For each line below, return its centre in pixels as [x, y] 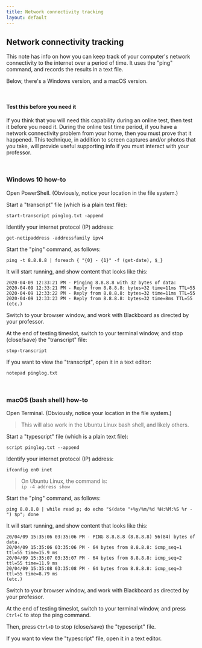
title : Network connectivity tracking [55, 12]
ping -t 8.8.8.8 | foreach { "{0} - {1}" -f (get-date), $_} [85, 260]
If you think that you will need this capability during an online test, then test [99, 120]
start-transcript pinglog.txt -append [55, 215]
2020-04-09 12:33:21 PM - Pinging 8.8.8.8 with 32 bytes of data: [91, 283]
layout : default [27, 18]
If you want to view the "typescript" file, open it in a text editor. [84, 638]
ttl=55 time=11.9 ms [32, 563]
